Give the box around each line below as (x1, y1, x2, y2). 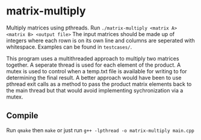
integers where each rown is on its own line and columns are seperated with (6, 37, 196, 44)
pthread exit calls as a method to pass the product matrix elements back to (6, 80, 192, 88)
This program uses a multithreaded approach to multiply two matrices (6, 55, 179, 62)
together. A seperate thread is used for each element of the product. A (6, 61, 181, 68)
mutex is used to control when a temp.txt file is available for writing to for (6, 67, 188, 75)
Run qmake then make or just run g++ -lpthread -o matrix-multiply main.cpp (6, 126, 194, 133)
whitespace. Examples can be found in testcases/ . (6, 43, 132, 50)
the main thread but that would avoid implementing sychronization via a (6, 87, 184, 94)
